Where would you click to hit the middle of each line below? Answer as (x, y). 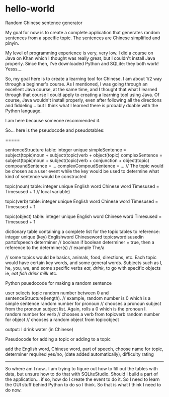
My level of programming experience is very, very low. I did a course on (79, 53)
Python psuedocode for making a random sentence (59, 283)
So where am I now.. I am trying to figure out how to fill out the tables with (82, 368)
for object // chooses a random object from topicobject (62, 320)
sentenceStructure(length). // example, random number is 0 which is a (78, 298)
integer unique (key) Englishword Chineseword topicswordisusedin (75, 236)
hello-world (30, 9)
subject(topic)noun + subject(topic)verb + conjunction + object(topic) (77, 160)
